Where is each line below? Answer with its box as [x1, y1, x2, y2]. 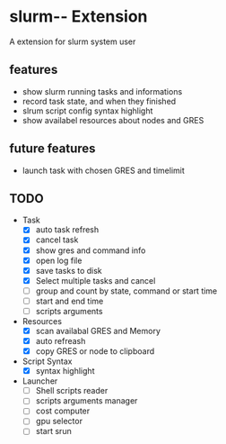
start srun [35, 426, 72, 437]
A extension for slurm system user [9, 36, 136, 47]
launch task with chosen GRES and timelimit [22, 165, 186, 176]
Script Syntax [22, 356, 73, 367]
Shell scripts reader [35, 385, 109, 396]
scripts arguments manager [35, 395, 138, 406]
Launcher [22, 376, 58, 386]
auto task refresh [35, 224, 100, 235]
